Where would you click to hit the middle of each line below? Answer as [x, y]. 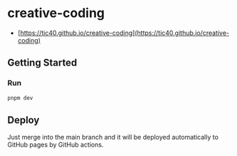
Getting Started [42, 63]
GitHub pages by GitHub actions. [56, 145]
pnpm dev [20, 98]
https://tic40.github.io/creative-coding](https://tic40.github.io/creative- [125, 33]
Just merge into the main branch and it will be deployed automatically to [113, 137]
